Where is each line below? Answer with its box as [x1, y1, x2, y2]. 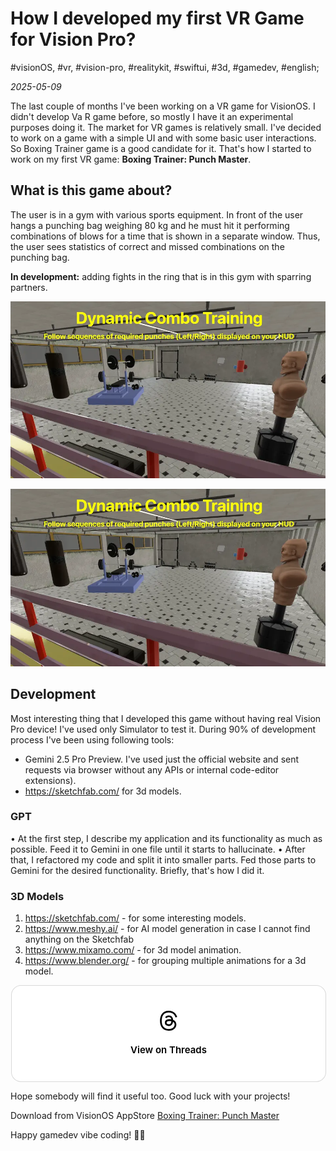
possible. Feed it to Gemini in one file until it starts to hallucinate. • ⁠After [10, 843, 306, 855]
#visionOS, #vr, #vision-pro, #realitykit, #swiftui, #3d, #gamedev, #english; [10, 61, 320, 73]
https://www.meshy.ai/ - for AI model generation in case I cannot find [24, 923, 311, 935]
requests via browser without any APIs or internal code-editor [24, 763, 280, 776]
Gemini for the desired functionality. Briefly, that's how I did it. [10, 864, 265, 876]
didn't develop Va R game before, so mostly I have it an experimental [10, 110, 294, 122]
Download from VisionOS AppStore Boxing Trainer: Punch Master [10, 1110, 280, 1122]
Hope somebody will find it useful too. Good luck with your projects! [10, 1090, 291, 1102]
